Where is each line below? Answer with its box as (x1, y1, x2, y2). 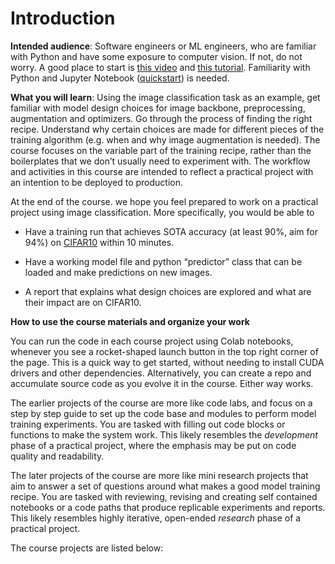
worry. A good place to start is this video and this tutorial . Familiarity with (10, 61, 311, 73)
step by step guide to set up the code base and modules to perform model (10, 407, 317, 419)
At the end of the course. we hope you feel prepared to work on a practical (10, 195, 319, 207)
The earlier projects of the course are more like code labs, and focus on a (10, 397, 313, 409)
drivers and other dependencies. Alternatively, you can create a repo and (10, 367, 312, 379)
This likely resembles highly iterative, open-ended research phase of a (10, 512, 302, 524)
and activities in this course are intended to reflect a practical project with (10, 165, 314, 177)
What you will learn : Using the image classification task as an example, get (10, 91, 321, 103)
